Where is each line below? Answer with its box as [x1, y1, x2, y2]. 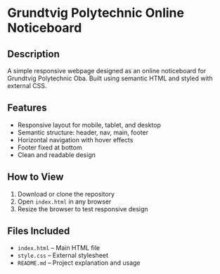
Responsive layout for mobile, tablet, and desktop [17, 120, 162, 129]
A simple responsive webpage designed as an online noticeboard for [7, 67, 207, 75]
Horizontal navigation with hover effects [17, 135, 134, 144]
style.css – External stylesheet [17, 251, 109, 260]
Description [7, 48, 60, 60]
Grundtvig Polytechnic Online [7, 5, 185, 21]
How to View [7, 171, 64, 183]
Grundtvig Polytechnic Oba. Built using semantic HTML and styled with [7, 74, 213, 82]
